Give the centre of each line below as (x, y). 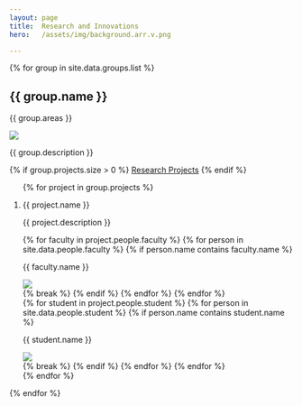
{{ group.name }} (59, 96)
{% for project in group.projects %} (88, 188)
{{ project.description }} (66, 223)
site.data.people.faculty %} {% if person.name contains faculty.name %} (157, 250)
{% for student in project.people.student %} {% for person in (135, 303)
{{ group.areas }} (41, 118)
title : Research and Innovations (74, 26)
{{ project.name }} (56, 205)
